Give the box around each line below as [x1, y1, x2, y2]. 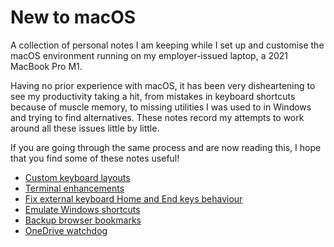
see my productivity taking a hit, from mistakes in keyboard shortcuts [10, 90, 296, 102]
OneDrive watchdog [24, 224, 108, 236]
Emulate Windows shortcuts [24, 203, 141, 215]
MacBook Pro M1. [10, 60, 83, 72]
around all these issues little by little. [10, 122, 160, 134]
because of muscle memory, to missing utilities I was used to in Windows [10, 101, 312, 113]
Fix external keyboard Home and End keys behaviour [24, 192, 243, 205]
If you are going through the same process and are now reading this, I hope [10, 141, 322, 153]
